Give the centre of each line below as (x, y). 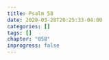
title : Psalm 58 (30, 13)
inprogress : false (33, 46)
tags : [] (20, 33)
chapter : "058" (29, 39)
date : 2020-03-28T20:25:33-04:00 (55, 20)
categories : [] (29, 26)
